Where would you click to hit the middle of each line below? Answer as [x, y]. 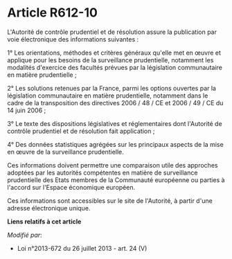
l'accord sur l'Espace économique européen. [71, 187]
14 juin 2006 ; [27, 110]
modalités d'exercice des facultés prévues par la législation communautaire [115, 67]
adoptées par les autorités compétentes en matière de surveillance [102, 172]
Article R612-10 [53, 13]
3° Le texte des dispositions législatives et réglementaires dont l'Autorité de [115, 123]
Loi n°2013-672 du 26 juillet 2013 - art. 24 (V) [82, 248]
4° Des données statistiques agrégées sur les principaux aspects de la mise [115, 144]
